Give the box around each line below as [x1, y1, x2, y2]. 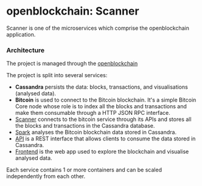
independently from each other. [6, 173, 86, 180]
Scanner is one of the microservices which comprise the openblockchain [6, 24, 190, 32]
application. [6, 30, 36, 38]
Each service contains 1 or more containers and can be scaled [6, 166, 162, 174]
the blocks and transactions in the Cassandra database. [15, 122, 155, 129]
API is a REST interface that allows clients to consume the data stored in [15, 135, 196, 142]
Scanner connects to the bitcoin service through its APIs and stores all [15, 115, 192, 123]
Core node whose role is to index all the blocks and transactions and [15, 103, 187, 110]
